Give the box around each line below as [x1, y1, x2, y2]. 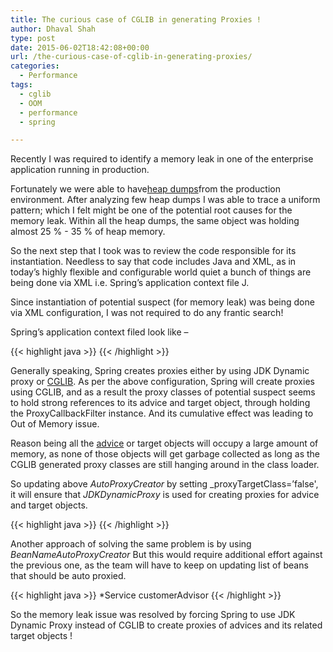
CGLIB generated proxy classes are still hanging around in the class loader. [10, 459, 320, 471]
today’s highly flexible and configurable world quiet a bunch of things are [10, 266, 312, 278]
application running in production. [10, 164, 150, 176]
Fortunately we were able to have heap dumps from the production [10, 183, 281, 195]
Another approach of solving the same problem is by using [10, 538, 252, 550]
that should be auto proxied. [10, 570, 127, 582]
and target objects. [10, 499, 88, 511]
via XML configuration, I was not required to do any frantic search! [10, 307, 284, 319]
